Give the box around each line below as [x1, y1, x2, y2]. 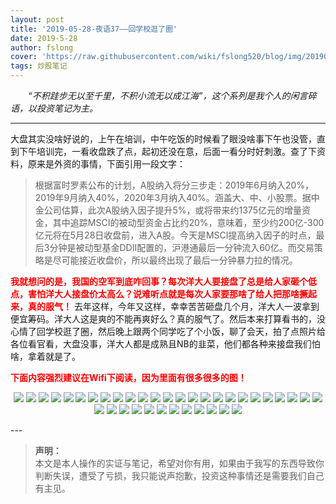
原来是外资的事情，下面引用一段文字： [27, 158, 186, 170]
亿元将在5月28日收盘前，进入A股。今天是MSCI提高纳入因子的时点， [34, 229, 317, 241]
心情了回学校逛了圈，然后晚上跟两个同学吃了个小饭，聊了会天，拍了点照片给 [10, 326, 326, 337]
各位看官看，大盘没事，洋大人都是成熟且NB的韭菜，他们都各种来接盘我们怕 [10, 338, 321, 350]
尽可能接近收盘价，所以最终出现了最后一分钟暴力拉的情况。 [52, 254, 298, 266]
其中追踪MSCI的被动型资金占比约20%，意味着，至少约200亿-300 [52, 217, 325, 228]
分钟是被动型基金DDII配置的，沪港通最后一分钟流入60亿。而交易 [49, 242, 315, 253]
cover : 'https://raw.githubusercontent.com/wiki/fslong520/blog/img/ [10, 52, 307, 62]
